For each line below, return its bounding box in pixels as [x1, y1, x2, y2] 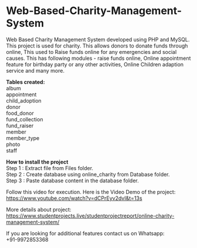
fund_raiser [6, 122, 34, 129]
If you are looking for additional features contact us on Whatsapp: [6, 230, 165, 237]
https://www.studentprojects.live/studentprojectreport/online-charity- [6, 212, 175, 219]
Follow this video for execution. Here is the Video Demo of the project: [6, 188, 176, 195]
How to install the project [6, 158, 69, 165]
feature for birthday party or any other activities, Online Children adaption [6, 60, 184, 68]
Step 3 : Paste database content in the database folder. [6, 177, 139, 184]
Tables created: [6, 78, 45, 86]
